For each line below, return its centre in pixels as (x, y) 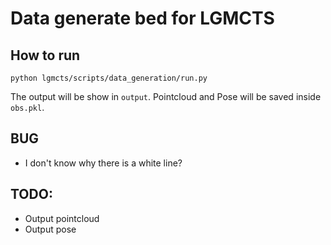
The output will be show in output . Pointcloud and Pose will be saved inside (166, 96)
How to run (45, 55)
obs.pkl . (27, 107)
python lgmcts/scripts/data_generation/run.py (109, 78)
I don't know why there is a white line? (103, 163)
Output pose (50, 229)
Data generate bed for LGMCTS (142, 18)
